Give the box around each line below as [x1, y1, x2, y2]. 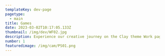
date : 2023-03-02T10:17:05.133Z [5, 25, 71, 30]
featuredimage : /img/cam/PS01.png [5, 43, 76, 48]
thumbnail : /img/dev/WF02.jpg [5, 30, 67, 35]
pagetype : [5, 12, 26, 17]
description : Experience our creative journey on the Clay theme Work [5, 35, 153, 39]
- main [9, 16, 23, 21]
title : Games [5, 20, 32, 26]
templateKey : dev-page [5, 7, 52, 12]
